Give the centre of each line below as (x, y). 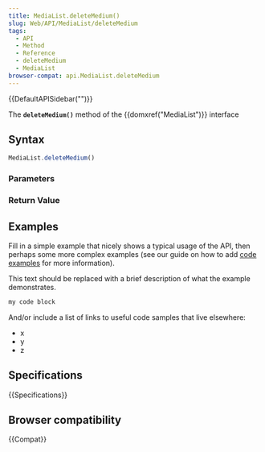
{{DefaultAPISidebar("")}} (51, 98)
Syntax (26, 140)
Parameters (31, 179)
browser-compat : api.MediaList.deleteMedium (84, 76)
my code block (32, 302)
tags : (17, 31)
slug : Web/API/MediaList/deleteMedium (73, 23)
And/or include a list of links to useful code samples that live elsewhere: (127, 317)
